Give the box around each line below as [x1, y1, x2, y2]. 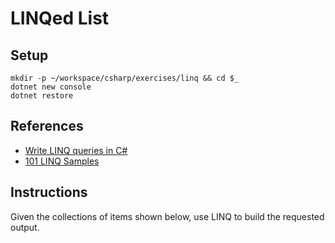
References [10, 118, 84, 135]
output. [10, 221, 40, 233]
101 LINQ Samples [24, 155, 100, 167]
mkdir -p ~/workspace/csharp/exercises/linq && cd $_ [10, 73, 240, 83]
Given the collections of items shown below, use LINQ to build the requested [10, 210, 325, 222]
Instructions [10, 184, 88, 201]
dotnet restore [10, 91, 74, 101]
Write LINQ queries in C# [24, 144, 128, 156]
